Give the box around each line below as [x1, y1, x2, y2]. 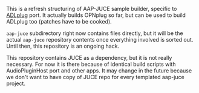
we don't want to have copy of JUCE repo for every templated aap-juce [6, 74, 184, 80]
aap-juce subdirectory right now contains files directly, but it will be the [6, 30, 183, 37]
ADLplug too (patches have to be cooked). [6, 18, 112, 25]
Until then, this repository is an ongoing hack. [6, 42, 120, 50]
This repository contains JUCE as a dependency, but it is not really [6, 54, 172, 61]
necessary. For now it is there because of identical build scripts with [6, 60, 176, 68]
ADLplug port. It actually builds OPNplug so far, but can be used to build [6, 11, 186, 19]
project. [6, 80, 26, 87]
